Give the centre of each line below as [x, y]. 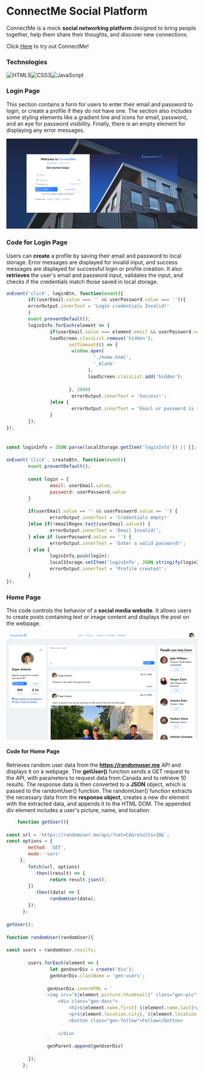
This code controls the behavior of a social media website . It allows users [99, 611]
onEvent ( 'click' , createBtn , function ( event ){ [66, 460]
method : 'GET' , [47, 848]
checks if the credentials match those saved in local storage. [82, 281]
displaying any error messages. [46, 130]
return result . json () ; [78, 880]
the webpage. [24, 623]
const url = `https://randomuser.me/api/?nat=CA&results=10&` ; [88, 835]
